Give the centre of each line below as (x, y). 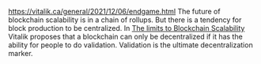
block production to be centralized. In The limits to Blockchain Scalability (127, 28)
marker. (21, 53)
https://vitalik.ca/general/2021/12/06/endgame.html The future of (114, 11)
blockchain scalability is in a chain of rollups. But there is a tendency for (125, 20)
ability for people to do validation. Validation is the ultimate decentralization (130, 45)
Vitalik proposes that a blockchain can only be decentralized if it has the (125, 36)
